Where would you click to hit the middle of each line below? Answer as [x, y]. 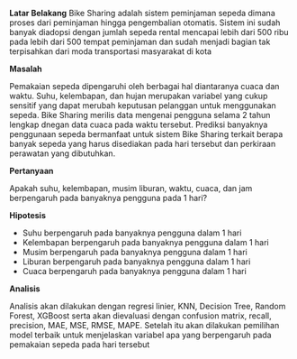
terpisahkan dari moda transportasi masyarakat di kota [111, 51]
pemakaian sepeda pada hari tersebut [80, 345]
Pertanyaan [31, 171]
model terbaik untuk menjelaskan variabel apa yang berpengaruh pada [140, 335]
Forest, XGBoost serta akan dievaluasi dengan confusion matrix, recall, [140, 316]
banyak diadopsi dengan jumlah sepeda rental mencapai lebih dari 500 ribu [149, 32]
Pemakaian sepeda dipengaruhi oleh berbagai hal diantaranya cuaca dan [144, 86]
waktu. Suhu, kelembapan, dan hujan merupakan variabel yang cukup [139, 96]
